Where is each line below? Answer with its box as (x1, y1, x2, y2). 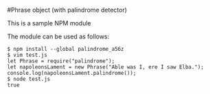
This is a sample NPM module (7, 19, 91, 27)
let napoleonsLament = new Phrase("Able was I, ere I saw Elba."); (7, 64, 205, 71)
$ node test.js (7, 75, 51, 82)
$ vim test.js (7, 51, 48, 58)
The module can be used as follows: (7, 32, 110, 40)
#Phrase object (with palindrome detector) (7, 6, 128, 14)
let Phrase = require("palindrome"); (7, 58, 115, 64)
